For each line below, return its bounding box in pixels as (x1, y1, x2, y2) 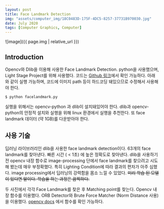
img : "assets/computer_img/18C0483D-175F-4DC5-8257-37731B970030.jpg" (5, 16, 152, 21)
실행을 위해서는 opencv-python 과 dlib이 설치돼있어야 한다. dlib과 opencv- (5, 104, 149, 109)
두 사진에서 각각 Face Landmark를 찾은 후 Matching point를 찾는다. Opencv (5, 186, 152, 192)
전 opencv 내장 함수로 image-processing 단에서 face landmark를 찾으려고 (5, 157, 149, 164)
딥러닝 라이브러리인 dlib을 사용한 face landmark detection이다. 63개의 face (5, 145, 151, 151)
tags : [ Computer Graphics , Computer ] (5, 25, 82, 30)
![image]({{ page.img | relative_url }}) (5, 39, 80, 44)
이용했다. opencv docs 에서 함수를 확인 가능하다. (10, 198, 104, 204)
